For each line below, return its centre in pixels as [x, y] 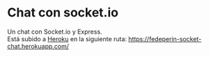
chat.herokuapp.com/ [38, 46]
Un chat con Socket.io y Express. [55, 32]
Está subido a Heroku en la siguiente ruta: [67, 38]
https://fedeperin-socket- [165, 38]
